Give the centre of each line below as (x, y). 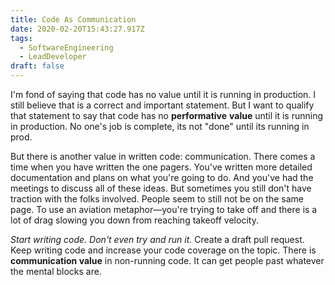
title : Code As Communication (73, 19)
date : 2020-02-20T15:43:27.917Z (77, 29)
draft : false (37, 66)
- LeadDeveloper (53, 57)
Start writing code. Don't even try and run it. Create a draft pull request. (157, 239)
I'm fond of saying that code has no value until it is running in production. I (163, 94)
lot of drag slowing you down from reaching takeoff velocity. (134, 220)
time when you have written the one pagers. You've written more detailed (161, 167)
